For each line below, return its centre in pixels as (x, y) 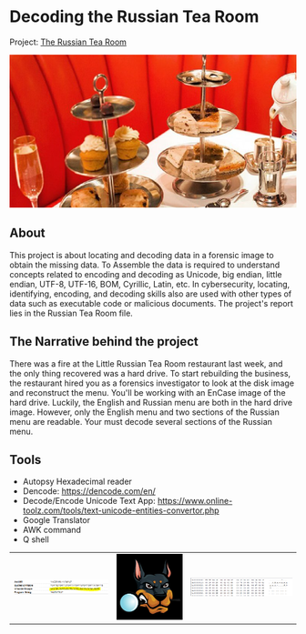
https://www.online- (195, 501)
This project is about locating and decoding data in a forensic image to (142, 255)
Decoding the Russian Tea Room (134, 17)
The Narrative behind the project (104, 342)
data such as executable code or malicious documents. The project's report (152, 303)
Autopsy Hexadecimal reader (77, 482)
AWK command (52, 530)
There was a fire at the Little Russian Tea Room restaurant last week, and (146, 363)
